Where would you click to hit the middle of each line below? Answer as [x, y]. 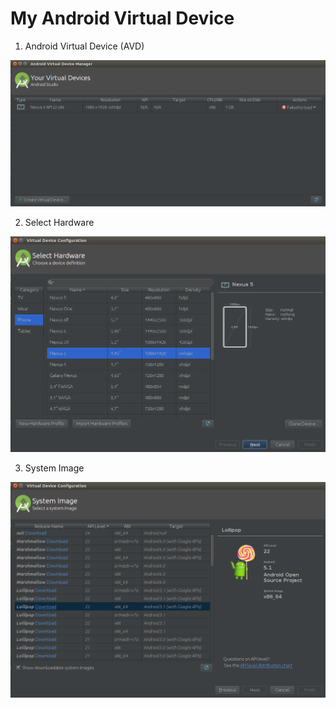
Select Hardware [59, 223]
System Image [54, 468]
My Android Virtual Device [122, 18]
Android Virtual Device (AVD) [84, 46]
